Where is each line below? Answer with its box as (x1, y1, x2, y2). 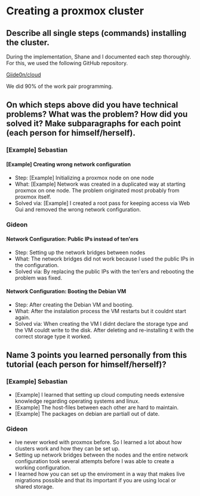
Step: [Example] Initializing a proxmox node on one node (14, 174, 154, 181)
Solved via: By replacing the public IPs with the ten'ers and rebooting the (14, 268, 194, 275)
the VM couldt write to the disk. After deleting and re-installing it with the (14, 326, 194, 333)
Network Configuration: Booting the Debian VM (6, 288, 127, 295)
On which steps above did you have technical (6, 100, 179, 110)
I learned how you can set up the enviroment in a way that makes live (14, 470, 185, 477)
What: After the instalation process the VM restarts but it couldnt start (14, 307, 186, 314)
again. (14, 314, 30, 321)
